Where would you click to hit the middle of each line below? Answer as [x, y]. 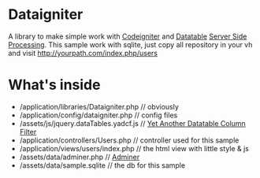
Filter [28, 132]
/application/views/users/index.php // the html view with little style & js [134, 148]
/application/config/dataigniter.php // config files [98, 115]
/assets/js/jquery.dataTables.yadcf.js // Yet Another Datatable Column [132, 123]
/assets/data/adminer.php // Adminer [80, 157]
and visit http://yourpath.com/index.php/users [83, 53]
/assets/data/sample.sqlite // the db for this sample [102, 165]
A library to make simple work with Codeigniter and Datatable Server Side [128, 36]
